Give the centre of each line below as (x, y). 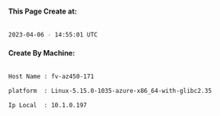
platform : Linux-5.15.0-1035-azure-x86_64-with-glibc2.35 (110, 91)
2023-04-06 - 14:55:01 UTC (53, 35)
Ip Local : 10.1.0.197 (48, 106)
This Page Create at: (43, 11)
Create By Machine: (42, 52)
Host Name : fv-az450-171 (51, 77)
